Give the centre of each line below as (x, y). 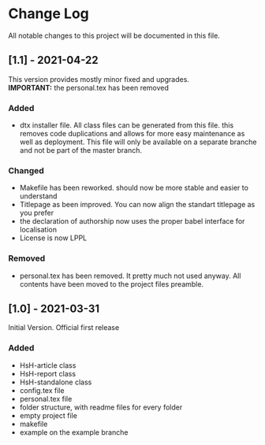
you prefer (36, 213)
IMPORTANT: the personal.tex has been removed (89, 87)
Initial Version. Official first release (64, 328)
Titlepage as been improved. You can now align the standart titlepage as (137, 205)
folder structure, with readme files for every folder (101, 407)
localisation (38, 230)
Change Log (49, 14)
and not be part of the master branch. (80, 150)
